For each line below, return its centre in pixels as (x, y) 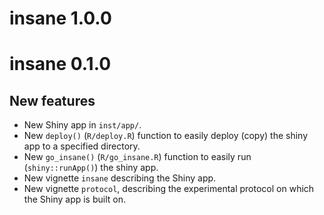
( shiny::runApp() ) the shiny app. (91, 168)
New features (52, 100)
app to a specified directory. (82, 146)
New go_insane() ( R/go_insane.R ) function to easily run (137, 157)
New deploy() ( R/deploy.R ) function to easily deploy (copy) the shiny (166, 136)
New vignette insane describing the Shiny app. (120, 178)
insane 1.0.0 (60, 18)
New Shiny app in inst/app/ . (82, 125)
